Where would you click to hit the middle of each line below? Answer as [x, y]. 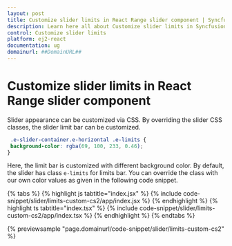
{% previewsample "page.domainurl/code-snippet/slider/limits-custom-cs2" [116, 229]
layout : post [26, 13]
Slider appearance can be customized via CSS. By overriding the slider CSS [115, 120]
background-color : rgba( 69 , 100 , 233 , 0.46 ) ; [77, 146]
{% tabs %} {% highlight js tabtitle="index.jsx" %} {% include [94, 194]
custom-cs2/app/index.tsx [45, 216]
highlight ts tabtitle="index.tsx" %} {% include [72, 208]
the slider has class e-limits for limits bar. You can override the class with [113, 173]
